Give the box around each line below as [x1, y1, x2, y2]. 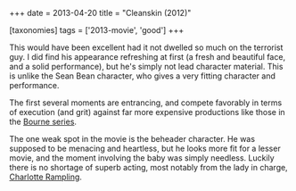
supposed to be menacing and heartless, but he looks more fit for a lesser [9, 143, 281, 154]
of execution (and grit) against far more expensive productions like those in [9, 107, 285, 117]
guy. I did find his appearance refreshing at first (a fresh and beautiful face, [9, 52, 286, 62]
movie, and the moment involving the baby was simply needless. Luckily [9, 153, 275, 163]
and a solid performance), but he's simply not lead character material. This [9, 62, 284, 71]
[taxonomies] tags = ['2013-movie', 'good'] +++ [9, 25, 185, 35]
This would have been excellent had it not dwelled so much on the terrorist [9, 42, 284, 53]
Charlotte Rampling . [9, 171, 83, 182]
